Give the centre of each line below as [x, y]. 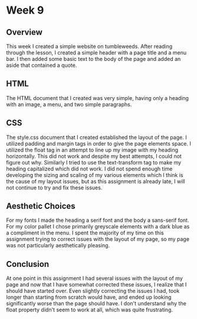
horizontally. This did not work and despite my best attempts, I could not [94, 156]
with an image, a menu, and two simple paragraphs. [69, 104]
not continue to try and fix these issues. [54, 188]
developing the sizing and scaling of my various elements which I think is [95, 175]
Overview [24, 32]
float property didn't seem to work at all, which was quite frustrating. [89, 310]
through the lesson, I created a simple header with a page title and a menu [96, 53]
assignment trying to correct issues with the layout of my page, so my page [98, 239]
